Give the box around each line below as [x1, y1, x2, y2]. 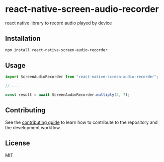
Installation [5, 34, 41, 43]
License [5, 139, 30, 148]
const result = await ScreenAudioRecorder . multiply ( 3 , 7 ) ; [5, 92, 130, 97]
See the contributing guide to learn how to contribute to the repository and [5, 119, 158, 125]
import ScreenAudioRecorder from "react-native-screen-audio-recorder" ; [5, 75, 159, 80]
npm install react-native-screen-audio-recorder [5, 47, 108, 53]
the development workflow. [5, 124, 61, 130]
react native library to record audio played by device [5, 20, 112, 26]
